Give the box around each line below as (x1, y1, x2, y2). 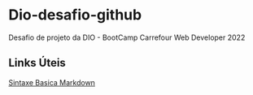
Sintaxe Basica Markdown (8, 77, 96, 87)
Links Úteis (8, 56, 67, 70)
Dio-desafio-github (8, 6, 142, 24)
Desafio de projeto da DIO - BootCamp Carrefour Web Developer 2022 (8, 32, 246, 42)
